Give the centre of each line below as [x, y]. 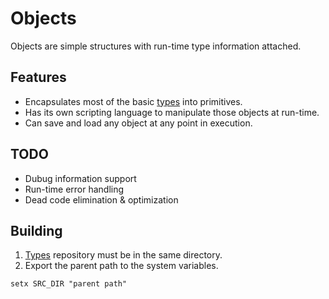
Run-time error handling [74, 189]
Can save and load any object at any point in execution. [138, 123]
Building [36, 230]
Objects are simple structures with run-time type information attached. [156, 46]
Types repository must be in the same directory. [123, 255]
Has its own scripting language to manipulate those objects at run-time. [172, 112]
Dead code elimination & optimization [101, 199]
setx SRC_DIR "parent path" [69, 284]
